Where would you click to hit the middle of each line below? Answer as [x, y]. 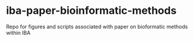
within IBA [18, 32]
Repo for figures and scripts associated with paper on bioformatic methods [97, 27]
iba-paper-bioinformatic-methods [91, 11]
